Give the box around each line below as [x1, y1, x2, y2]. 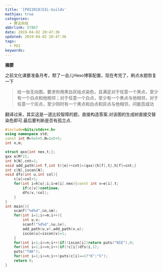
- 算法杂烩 [9, 20, 29, 26]
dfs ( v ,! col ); [22, 190, 49, 195]
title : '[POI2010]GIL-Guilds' [5, 7, 67, 12]
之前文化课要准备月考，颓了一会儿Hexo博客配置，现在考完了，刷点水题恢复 [5, 72, 157, 78]
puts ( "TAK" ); [14, 249, 41, 254]
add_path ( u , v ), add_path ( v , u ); [22, 226, 84, 232]
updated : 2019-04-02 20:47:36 [5, 35, 67, 39]
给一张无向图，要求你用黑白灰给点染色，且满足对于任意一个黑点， [17, 89, 150, 95]
